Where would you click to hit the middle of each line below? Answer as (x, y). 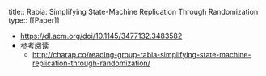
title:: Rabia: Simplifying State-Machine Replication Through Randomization (133, 12)
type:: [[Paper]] (34, 20)
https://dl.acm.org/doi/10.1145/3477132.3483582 (101, 36)
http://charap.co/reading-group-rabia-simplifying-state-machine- (141, 55)
